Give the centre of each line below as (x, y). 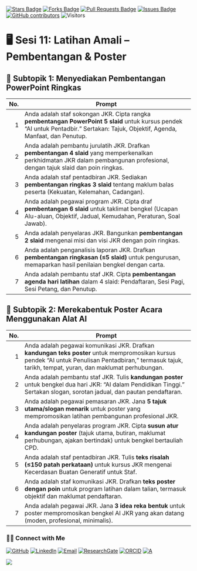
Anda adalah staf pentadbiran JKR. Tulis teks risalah (97, 457)
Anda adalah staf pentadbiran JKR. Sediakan (86, 177)
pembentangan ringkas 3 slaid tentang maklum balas (99, 184)
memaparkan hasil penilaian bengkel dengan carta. (95, 265)
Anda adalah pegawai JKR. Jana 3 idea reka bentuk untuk (105, 506)
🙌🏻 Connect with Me (36, 538)
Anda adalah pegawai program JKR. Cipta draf (88, 201)
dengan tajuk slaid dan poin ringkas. (74, 168)
